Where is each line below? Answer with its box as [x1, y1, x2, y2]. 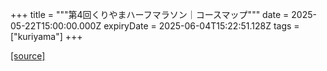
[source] [10, 50, 46, 62]
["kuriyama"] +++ [10, 31, 83, 42]
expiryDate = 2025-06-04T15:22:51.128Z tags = [103, 20, 300, 32]
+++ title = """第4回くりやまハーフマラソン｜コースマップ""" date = [10, 9, 290, 20]
